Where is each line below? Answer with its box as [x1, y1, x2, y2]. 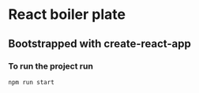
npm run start [8, 78, 55, 86]
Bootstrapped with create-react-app [8, 37, 191, 50]
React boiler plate [8, 6, 126, 24]
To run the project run [8, 61, 93, 72]
